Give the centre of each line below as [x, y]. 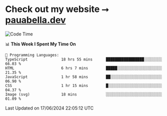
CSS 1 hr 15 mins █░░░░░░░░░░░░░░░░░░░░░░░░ [84, 85]
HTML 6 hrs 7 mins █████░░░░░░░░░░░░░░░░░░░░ [84, 68]
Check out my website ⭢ [57, 9]
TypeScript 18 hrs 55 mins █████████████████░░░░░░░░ [84, 59]
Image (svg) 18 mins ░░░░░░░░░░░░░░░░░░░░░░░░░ [84, 94]
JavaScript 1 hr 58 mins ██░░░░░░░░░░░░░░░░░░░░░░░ [84, 77]
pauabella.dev [35, 20]
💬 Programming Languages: [32, 55]
